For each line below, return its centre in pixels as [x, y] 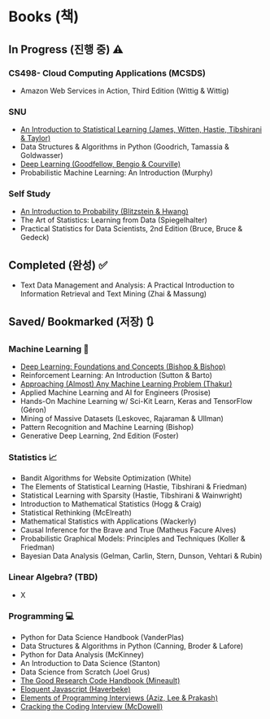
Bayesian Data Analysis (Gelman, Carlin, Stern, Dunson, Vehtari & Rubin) [141, 556]
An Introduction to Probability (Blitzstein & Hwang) [104, 212]
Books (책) [44, 17]
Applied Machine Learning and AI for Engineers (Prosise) [115, 392]
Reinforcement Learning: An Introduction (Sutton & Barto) [116, 375]
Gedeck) [35, 238]
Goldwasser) [41, 156]
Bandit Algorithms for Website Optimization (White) [106, 478]
